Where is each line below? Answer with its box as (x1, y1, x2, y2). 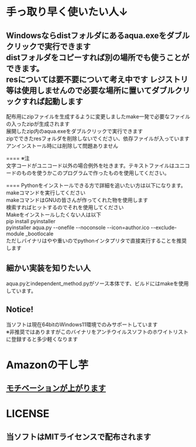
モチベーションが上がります (6, 383, 106, 393)
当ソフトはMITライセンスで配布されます (6, 432, 152, 442)
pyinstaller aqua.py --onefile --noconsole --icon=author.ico (6, 224, 150, 231)
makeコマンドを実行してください (6, 189, 86, 196)
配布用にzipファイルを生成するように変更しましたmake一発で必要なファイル (6, 113, 191, 120)
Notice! (6, 305, 34, 315)
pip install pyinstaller (6, 218, 56, 224)
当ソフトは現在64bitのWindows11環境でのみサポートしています (6, 320, 158, 328)
